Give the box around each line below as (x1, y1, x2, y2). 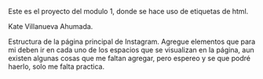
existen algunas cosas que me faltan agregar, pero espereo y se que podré (8, 54, 251, 63)
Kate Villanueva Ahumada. (8, 22, 93, 31)
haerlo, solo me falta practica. (8, 62, 104, 71)
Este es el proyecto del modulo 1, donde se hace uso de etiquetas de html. (8, 7, 249, 16)
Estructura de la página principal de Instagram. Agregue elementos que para (8, 37, 256, 46)
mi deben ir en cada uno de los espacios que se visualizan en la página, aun (8, 45, 254, 54)
